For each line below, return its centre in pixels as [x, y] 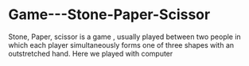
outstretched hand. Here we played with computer [91, 53]
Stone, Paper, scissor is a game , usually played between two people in [124, 37]
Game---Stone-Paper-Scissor [109, 15]
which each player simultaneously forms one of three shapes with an [121, 45]
